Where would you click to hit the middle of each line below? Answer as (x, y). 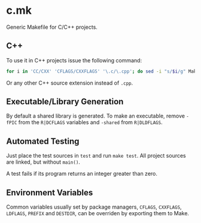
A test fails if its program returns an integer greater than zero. (82, 174)
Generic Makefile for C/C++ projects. (52, 27)
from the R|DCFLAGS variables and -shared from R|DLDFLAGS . (90, 122)
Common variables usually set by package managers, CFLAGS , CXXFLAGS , (94, 207)
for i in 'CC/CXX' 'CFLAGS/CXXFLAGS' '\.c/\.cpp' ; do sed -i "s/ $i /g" (96, 71)
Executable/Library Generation (65, 102)
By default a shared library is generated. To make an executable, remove (96, 116)
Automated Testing (43, 141)
